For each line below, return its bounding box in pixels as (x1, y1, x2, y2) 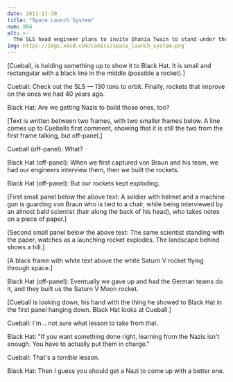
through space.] (7, 264, 53, 272)
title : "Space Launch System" (7, 17, 95, 24)
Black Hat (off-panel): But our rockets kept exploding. (7, 179, 160, 188)
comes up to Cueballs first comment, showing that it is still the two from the (7, 124, 223, 132)
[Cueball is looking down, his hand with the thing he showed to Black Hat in (7, 298, 223, 306)
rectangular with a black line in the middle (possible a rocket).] (7, 69, 186, 77)
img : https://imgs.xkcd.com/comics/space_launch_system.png (7, 42, 185, 49)
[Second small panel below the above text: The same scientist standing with (7, 229, 225, 236)
